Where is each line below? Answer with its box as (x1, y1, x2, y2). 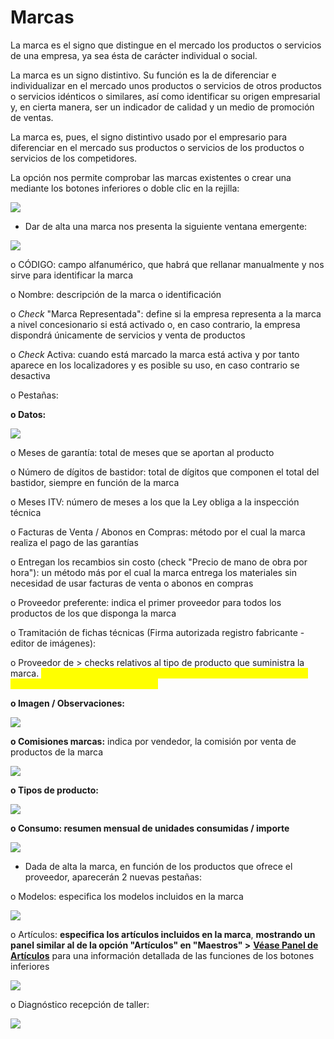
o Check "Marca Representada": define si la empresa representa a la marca (10, 307, 322, 320)
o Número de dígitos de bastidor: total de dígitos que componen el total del (10, 466, 320, 478)
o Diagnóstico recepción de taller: (10, 998, 150, 1010)
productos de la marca (10, 746, 104, 758)
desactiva (10, 369, 51, 381)
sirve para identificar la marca (10, 269, 134, 281)
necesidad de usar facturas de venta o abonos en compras (10, 577, 254, 589)
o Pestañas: (10, 389, 59, 401)
